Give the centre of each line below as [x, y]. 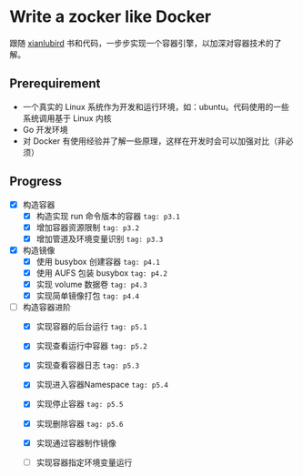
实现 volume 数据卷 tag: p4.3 [91, 284]
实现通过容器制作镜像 [76, 442]
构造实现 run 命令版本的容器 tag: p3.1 [108, 216]
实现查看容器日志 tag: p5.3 [87, 365]
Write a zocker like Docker [111, 17]
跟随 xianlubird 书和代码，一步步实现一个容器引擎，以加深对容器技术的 [142, 43]
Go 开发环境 [45, 129]
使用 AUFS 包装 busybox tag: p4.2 [102, 273]
